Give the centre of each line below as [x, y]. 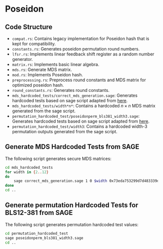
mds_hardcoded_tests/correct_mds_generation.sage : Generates [75, 95]
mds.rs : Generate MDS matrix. [42, 70]
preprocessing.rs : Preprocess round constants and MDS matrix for [79, 80]
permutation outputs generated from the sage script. [65, 132]
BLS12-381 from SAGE [39, 213]
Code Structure [29, 27]
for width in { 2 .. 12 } [27, 172]
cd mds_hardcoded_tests [29, 167]
